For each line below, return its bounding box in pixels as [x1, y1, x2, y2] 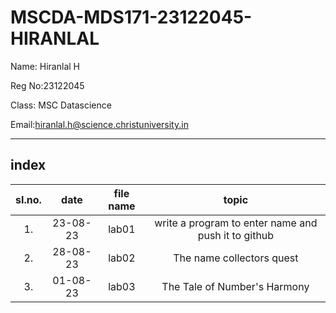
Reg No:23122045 [10, 79, 85, 91]
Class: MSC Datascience [10, 99, 112, 111]
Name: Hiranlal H [10, 60, 80, 72]
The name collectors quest [173, 251, 299, 265]
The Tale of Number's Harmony [161, 279, 310, 293]
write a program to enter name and [154, 216, 318, 230]
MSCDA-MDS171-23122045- [10, 6, 253, 29]
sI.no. [15, 192, 42, 206]
